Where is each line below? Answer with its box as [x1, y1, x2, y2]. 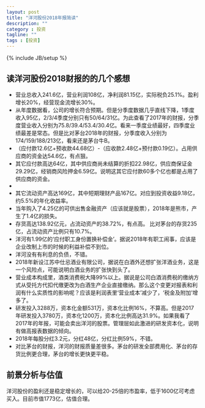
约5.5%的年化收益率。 [15, 197, 72, 204]
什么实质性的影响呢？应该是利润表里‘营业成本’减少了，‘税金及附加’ [26, 289, 193, 296]
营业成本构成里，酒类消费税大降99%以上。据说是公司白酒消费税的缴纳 [15, 273, 194, 281]
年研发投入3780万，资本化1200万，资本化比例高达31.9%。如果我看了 [15, 312, 191, 319]
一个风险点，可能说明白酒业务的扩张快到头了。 [15, 266, 133, 273]
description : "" [6, 20, 48, 26]
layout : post [6, 9, 40, 15]
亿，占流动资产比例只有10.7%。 [15, 227, 95, 235]
